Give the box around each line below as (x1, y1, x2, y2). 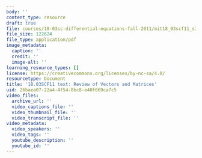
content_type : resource (6, 14, 66, 20)
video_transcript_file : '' (11, 115, 79, 121)
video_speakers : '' (11, 126, 61, 132)
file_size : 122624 (6, 31, 52, 37)
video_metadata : (6, 121, 47, 127)
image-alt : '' (11, 59, 47, 65)
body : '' (6, 8, 28, 15)
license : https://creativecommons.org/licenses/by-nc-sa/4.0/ (6, 70, 165, 76)
